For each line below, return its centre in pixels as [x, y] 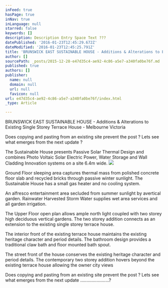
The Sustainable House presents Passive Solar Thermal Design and [74, 152]
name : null [21, 80]
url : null [20, 89]
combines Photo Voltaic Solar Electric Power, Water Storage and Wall [76, 157]
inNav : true [17, 19]
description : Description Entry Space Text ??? [56, 38]
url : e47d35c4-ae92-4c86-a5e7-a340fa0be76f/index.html [63, 98]
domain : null [23, 84]
